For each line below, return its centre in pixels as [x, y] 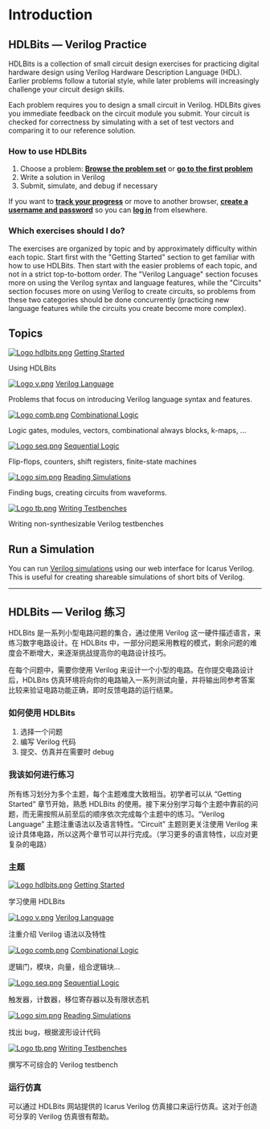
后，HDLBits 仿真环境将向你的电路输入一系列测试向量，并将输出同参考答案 [132, 680]
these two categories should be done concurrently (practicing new [119, 300]
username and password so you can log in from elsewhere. [108, 210]
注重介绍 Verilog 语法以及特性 [57, 934]
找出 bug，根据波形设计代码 [55, 1032]
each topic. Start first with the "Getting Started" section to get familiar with [132, 257]
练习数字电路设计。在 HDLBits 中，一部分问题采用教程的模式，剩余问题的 [129, 643]
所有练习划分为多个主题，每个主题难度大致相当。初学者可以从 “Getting [125, 794]
